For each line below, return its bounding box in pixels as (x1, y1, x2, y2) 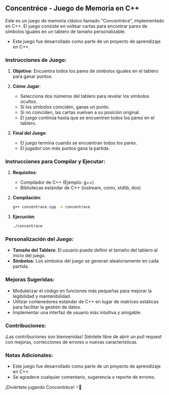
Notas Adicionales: (5, 351, 53, 358)
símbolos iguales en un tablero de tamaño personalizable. (5, 28, 126, 35)
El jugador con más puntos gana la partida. (20, 145, 110, 152)
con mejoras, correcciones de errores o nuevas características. (5, 339, 138, 345)
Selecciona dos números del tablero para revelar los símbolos (20, 93, 150, 99)
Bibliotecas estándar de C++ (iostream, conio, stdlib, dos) (20, 185, 141, 191)
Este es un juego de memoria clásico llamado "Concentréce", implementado (5, 17, 164, 23)
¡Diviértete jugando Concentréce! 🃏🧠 (5, 384, 82, 390)
